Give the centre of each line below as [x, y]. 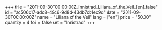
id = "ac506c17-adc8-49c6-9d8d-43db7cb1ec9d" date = [63, 12]
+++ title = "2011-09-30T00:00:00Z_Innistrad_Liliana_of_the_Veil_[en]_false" [81, 7]
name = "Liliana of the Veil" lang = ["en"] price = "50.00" [94, 17]
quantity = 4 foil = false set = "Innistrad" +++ [50, 22]
